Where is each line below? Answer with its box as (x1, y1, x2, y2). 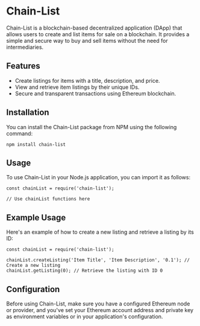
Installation (6, 107, 49, 118)
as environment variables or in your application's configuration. (6, 313, 163, 320)
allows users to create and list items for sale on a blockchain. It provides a (6, 30, 190, 37)
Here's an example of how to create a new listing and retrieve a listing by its (6, 228, 194, 236)
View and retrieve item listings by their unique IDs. (14, 83, 140, 91)
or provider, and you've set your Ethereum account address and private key (6, 307, 194, 313)
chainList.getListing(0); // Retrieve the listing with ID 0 (6, 267, 163, 274)
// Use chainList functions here (6, 196, 90, 202)
